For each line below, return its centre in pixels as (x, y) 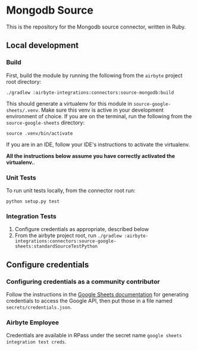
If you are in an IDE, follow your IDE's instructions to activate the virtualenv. (98, 144)
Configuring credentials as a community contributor (83, 282)
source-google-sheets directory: (45, 122)
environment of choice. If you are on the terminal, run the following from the (99, 116)
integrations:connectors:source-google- (65, 241)
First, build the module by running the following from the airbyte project (95, 75)
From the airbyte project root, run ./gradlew (68, 236)
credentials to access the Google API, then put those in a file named (89, 301)
